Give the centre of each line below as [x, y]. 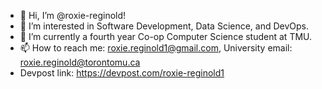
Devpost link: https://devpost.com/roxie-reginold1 [122, 73]
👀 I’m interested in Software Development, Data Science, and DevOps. [164, 26]
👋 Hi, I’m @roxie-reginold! [73, 15]
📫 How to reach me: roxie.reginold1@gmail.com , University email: [156, 48]
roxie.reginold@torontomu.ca [80, 62]
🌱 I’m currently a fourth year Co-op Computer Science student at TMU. [166, 36]
